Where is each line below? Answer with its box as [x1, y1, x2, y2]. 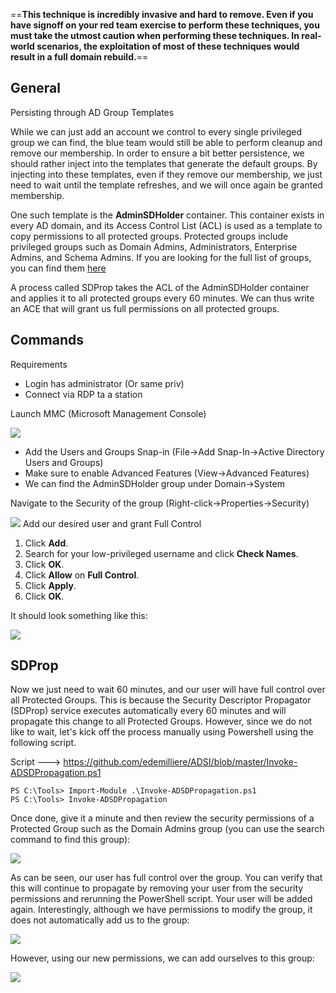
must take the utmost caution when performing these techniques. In [10, 30, 300, 41]
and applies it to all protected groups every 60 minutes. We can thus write [10, 292, 315, 304]
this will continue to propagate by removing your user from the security [10, 882, 304, 894]
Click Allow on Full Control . [24, 569, 140, 581]
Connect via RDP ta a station [24, 388, 143, 400]
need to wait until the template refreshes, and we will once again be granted [10, 179, 323, 191]
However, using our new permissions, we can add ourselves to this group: [10, 952, 315, 964]
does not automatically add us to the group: [10, 914, 190, 926]
